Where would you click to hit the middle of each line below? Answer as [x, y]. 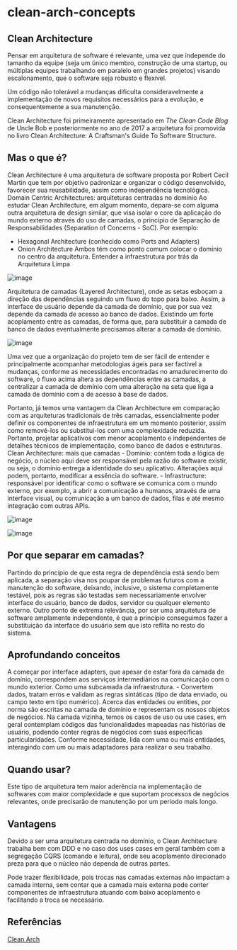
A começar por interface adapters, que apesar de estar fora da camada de [116, 672]
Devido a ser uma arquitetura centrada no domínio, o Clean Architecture [112, 841]
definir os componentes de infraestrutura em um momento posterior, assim [117, 423]
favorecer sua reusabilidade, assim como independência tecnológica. [109, 190]
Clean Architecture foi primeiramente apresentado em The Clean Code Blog [118, 120]
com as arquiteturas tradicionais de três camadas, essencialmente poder [114, 415]
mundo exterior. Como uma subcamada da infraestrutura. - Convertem [110, 687]
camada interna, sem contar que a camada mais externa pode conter [108, 885]
